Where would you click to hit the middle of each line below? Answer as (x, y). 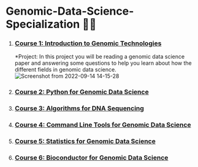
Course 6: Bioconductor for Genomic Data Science (91, 158)
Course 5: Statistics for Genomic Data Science (85, 141)
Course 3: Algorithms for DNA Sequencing (79, 108)
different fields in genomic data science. (66, 70)
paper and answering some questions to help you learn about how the (103, 63)
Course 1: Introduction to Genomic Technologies (88, 43)
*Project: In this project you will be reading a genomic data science (100, 57)
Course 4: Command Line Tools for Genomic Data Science (103, 125)
